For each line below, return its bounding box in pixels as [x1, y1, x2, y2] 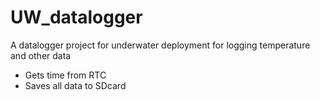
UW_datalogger [10, 6, 143, 29]
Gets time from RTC [24, 69, 107, 81]
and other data [10, 49, 72, 61]
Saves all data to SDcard [24, 79, 127, 91]
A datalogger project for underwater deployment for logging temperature [10, 39, 311, 51]
